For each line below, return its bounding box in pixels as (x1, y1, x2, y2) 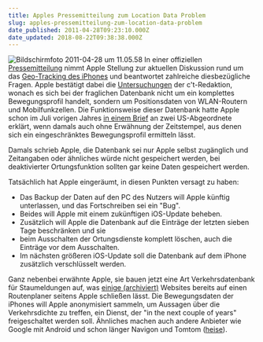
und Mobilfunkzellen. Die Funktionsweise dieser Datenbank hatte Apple (8, 105, 240, 115)
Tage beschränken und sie (19, 226, 106, 236)
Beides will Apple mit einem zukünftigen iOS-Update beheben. (19, 209, 223, 219)
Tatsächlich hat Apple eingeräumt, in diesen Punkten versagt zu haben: (8, 178, 239, 187)
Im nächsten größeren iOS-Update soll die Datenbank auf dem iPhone (19, 251, 246, 260)
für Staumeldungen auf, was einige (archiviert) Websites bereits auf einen (8, 283, 247, 292)
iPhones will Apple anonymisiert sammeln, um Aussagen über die (8, 300, 220, 309)
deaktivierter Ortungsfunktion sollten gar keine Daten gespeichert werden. (8, 162, 250, 171)
